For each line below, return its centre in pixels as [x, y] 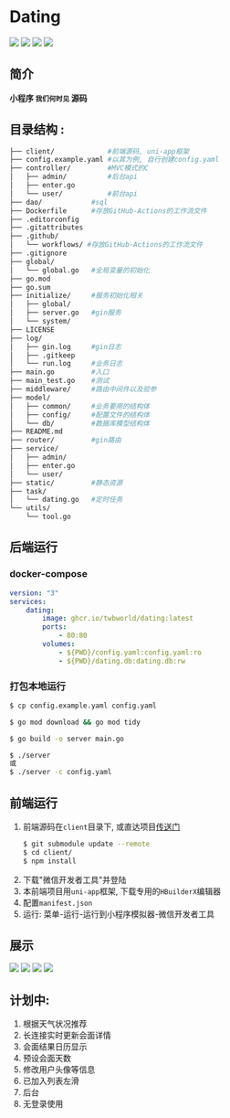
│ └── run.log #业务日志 [66, 364]
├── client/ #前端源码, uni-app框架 [99, 151]
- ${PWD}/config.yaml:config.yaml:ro [130, 652]
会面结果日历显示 [55, 1047]
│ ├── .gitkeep [42, 355]
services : [28, 602]
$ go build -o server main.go [67, 739]
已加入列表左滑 [51, 1081]
